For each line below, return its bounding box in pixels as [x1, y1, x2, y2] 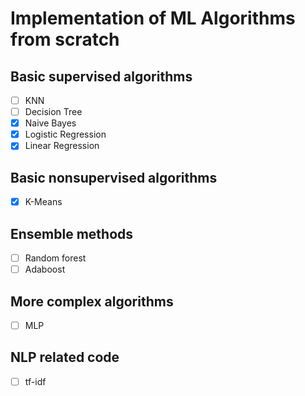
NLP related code [10, 349, 120, 366]
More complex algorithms [10, 293, 174, 310]
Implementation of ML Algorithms [10, 7, 296, 30]
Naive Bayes [24, 117, 77, 129]
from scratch [10, 28, 120, 51]
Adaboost [24, 263, 66, 276]
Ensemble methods [10, 225, 134, 242]
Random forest [24, 252, 87, 264]
